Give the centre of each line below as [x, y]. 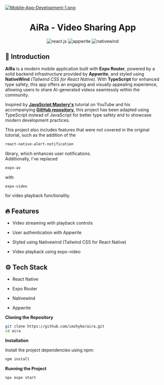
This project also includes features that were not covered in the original [77, 130]
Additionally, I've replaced [32, 158]
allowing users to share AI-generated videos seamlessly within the [73, 89]
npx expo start [21, 378]
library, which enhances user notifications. [48, 154]
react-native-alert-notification [39, 144]
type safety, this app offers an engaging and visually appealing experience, [81, 84]
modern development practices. [38, 120]
